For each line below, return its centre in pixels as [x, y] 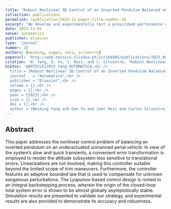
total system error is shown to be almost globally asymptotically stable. [80, 190]
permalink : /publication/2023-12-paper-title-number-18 [66, 19]
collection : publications [33, 15]
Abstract [20, 130]
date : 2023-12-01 [24, 29]
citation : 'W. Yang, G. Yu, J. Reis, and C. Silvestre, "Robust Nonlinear [86, 62]
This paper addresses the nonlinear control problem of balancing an [77, 142]
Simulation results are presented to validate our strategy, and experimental [83, 195]
